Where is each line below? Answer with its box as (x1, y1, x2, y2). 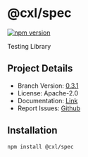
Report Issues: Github (17, 104, 81, 112)
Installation (7, 124, 58, 136)
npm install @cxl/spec (7, 143, 74, 150)
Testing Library (7, 42, 51, 50)
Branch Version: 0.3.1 (17, 81, 79, 90)
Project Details (7, 62, 73, 75)
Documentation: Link (17, 96, 78, 105)
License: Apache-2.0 (17, 88, 79, 97)
